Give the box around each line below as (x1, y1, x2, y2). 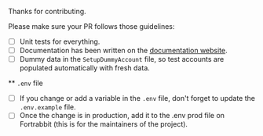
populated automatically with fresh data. (19, 63, 151, 73)
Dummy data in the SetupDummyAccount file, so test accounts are (19, 55, 225, 64)
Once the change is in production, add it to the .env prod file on (19, 111, 225, 120)
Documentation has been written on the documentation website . (19, 46, 228, 55)
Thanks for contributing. (8, 7, 86, 16)
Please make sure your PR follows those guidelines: (8, 22, 175, 30)
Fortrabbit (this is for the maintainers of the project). (19, 120, 188, 129)
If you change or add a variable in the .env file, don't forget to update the (19, 94, 255, 103)
